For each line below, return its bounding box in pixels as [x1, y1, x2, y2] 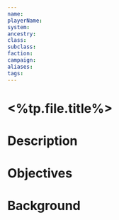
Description [7, 133, 78, 149]
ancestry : [7, 30, 37, 38]
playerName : [7, 17, 42, 24]
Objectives [7, 165, 73, 182]
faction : [7, 50, 33, 57]
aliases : [7, 63, 33, 70]
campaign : [7, 57, 37, 64]
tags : [7, 70, 23, 77]
